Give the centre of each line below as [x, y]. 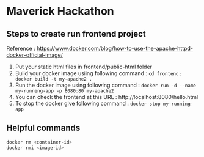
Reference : [21, 48]
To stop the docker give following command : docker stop [88, 103]
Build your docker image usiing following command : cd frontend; [98, 73]
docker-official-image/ [35, 55]
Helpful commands [43, 128]
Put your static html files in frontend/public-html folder [84, 67]
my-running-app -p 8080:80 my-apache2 [64, 91]
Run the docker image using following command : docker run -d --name [106, 85]
